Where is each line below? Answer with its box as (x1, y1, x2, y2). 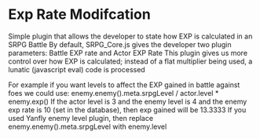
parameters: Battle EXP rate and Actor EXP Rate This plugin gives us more (8, 48, 248, 57)
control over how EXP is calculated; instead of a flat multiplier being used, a (8, 57, 253, 66)
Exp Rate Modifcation (8, 5, 151, 24)
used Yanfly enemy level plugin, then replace (8, 113, 154, 123)
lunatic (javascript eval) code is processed (8, 64, 145, 74)
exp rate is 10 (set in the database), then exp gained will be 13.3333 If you (8, 104, 247, 115)
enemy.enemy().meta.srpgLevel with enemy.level (8, 122, 167, 131)
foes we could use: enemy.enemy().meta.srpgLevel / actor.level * (8, 88, 219, 97)
